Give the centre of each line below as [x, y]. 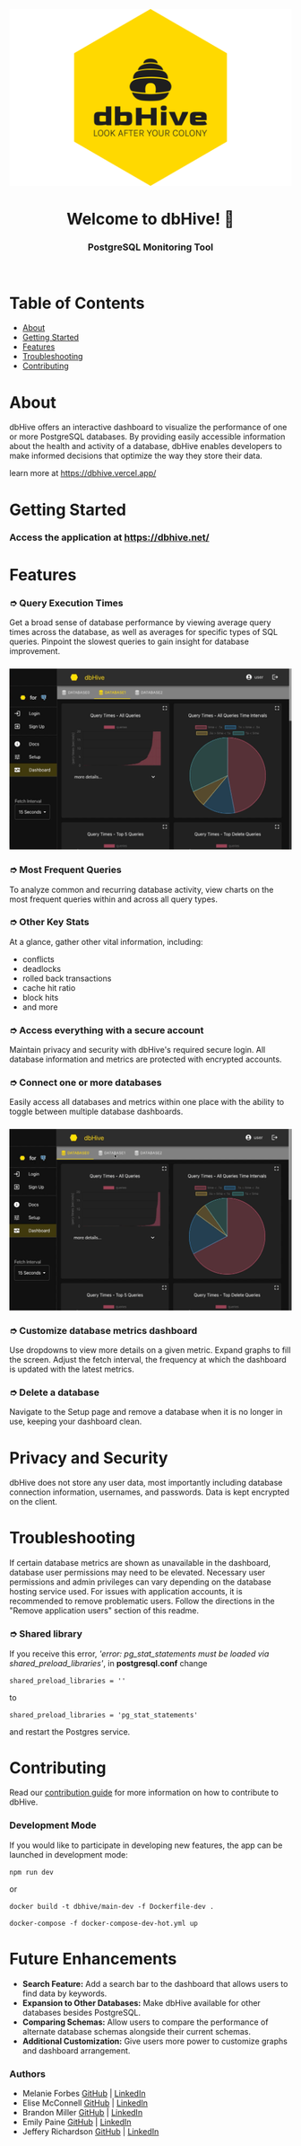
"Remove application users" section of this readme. [104, 1611]
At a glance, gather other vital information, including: [106, 941]
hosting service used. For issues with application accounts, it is [126, 1592]
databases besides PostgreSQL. [82, 2012]
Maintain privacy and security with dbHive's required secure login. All [138, 1050]
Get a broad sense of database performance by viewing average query [140, 622]
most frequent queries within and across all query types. [113, 899]
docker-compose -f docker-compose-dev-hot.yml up [104, 1923]
